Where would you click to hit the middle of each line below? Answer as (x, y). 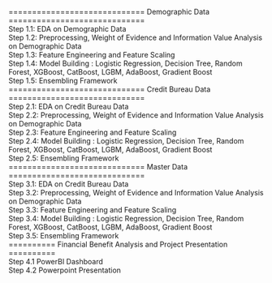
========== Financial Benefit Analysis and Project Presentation (118, 244)
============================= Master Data (98, 167)
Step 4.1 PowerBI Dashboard (56, 262)
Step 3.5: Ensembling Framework (64, 236)
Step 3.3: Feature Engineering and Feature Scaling (93, 210)
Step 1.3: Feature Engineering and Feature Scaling (92, 55)
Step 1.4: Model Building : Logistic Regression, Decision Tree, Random (125, 63)
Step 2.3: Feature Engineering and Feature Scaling (93, 132)
